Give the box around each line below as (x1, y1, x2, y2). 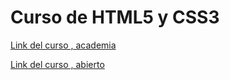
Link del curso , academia (10, 39, 117, 51)
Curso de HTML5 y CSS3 (10, 6, 220, 29)
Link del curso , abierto (10, 58, 105, 70)
